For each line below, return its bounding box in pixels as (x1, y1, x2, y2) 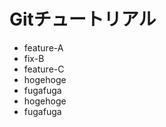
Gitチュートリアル (9, 8, 157, 31)
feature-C (23, 63, 65, 75)
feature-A (23, 41, 64, 54)
